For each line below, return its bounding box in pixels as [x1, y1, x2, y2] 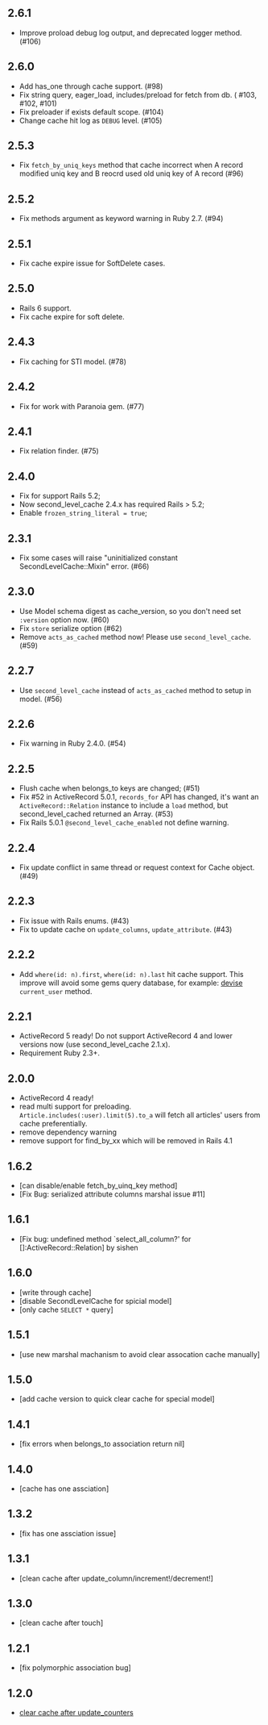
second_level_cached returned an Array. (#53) [19, 809, 174, 819]
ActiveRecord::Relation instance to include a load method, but [19, 800, 229, 810]
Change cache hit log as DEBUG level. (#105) [19, 115, 163, 125]
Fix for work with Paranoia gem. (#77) [19, 401, 145, 411]
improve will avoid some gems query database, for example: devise [19, 978, 243, 988]
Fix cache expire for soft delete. [19, 311, 126, 321]
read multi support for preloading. [19, 1101, 132, 1112]
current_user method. [19, 986, 93, 996]
